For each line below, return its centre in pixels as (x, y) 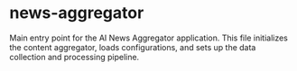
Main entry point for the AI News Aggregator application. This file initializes (149, 38)
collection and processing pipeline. (74, 57)
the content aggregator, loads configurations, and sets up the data (133, 47)
